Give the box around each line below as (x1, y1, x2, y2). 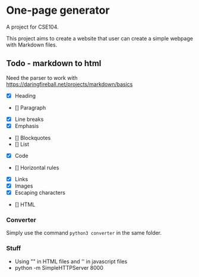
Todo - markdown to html (6, 58, 102, 69)
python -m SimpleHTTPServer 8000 (14, 264, 104, 271)
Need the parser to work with (6, 74, 78, 81)
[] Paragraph (14, 104, 46, 111)
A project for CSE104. (6, 23, 59, 30)
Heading (14, 92, 36, 99)
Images (14, 182, 33, 189)
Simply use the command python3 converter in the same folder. (6, 229, 162, 236)
